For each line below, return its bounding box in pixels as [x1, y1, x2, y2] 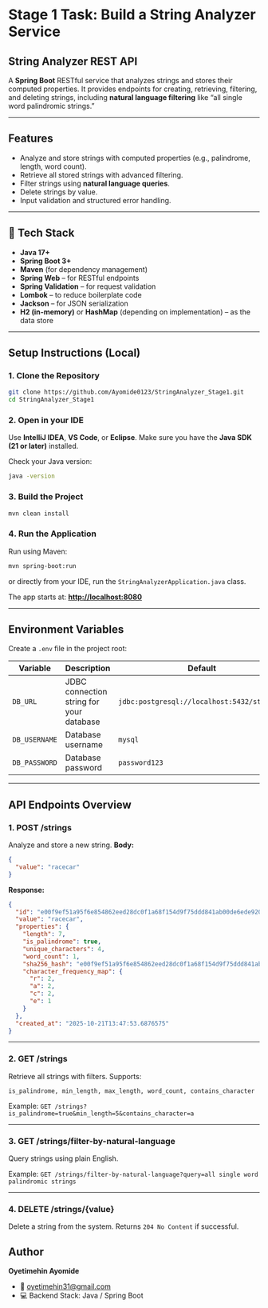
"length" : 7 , [22, 930, 66, 938]
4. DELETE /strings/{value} [8, 1203, 115, 1214]
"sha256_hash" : [22, 960, 73, 968]
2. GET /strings [8, 1054, 68, 1065]
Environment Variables [8, 622, 124, 636]
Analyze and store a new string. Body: [8, 840, 134, 850]
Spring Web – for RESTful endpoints [19, 273, 140, 282]
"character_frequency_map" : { [22, 967, 124, 975]
